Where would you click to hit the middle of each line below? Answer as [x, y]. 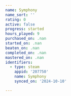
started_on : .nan [24, 43]
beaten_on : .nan [22, 48]
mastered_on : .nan [25, 57]
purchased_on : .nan [26, 39]
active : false [20, 24]
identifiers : [19, 62]
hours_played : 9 [22, 34]
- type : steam [25, 67]
